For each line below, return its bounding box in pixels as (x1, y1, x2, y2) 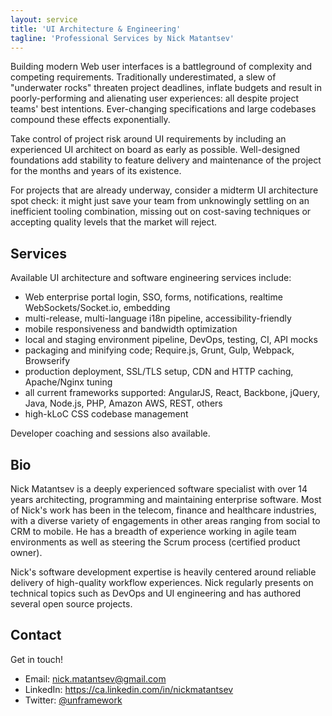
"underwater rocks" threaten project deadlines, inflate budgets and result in (10, 82, 322, 94)
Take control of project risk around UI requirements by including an (10, 133, 287, 145)
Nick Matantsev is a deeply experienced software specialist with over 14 (10, 483, 308, 495)
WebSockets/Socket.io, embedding (24, 302, 171, 314)
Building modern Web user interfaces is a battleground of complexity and (10, 61, 313, 73)
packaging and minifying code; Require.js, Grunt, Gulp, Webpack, (24, 344, 295, 356)
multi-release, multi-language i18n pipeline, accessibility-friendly (24, 312, 292, 325)
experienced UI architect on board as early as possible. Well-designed (10, 144, 301, 156)
